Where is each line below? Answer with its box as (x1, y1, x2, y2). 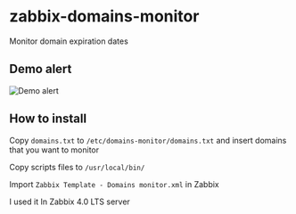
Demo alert (9, 62, 72, 77)
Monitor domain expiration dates (9, 36, 129, 46)
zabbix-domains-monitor (9, 6, 200, 27)
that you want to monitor (9, 144, 100, 155)
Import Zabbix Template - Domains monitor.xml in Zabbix (9, 178, 220, 189)
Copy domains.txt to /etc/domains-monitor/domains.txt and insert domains (9, 135, 287, 145)
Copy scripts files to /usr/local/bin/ (9, 161, 145, 172)
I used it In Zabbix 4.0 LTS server (9, 196, 131, 207)
